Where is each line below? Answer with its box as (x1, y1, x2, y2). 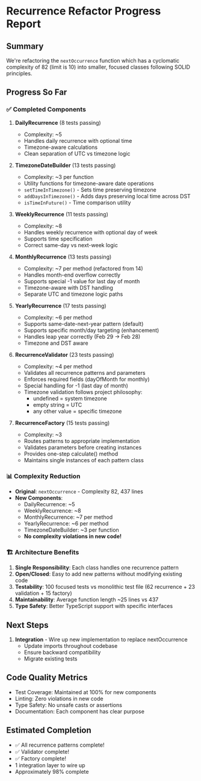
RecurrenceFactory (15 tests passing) (14, 419, 110, 426)
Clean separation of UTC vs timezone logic (23, 149, 131, 157)
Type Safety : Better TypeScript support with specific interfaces (14, 603, 173, 610)
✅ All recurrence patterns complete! (14, 741, 105, 748)
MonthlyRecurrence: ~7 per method (23, 513, 113, 521)
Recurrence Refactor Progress (6, 4, 161, 18)
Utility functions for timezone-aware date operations (23, 180, 155, 187)
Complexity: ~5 (23, 131, 62, 138)
